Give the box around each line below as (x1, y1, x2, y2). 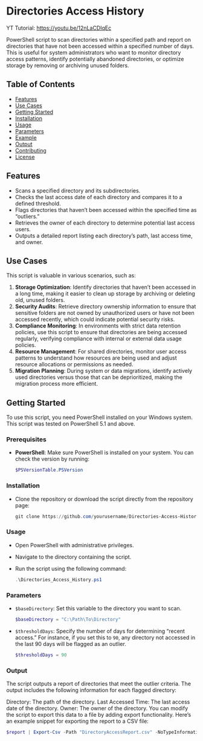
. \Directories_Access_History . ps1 (14, 576, 102, 582)
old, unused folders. (14, 297, 65, 304)
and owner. (14, 238, 43, 246)
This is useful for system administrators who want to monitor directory (6, 48, 181, 56)
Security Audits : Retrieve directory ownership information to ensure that (14, 303, 196, 310)
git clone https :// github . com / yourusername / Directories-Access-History (14, 513, 199, 519)
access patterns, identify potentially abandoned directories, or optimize (6, 55, 184, 62)
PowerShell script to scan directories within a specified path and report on (6, 36, 192, 43)
